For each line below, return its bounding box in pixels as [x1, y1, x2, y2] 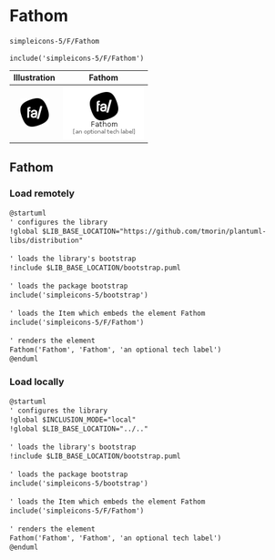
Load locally [9, 375, 65, 388]
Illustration [13, 72, 56, 83]
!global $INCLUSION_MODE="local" [9, 415, 137, 424]
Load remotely [9, 187, 76, 199]
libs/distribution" [9, 236, 84, 245]
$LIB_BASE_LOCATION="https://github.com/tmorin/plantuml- [42, 227, 267, 236]
